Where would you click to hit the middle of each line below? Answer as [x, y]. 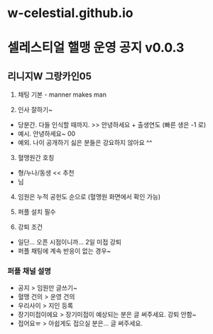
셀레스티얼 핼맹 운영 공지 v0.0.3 [96, 48]
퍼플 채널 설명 [29, 271]
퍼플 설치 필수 [37, 212]
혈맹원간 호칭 [36, 158]
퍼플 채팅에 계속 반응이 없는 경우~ [64, 251]
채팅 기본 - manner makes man [62, 95]
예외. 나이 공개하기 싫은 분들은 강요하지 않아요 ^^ [85, 143]
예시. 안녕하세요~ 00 [47, 134]
